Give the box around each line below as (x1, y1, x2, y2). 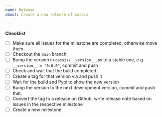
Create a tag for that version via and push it (12, 73, 102, 79)
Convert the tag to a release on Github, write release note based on (12, 95, 152, 101)
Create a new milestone (12, 106, 62, 112)
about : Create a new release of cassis (5, 12, 89, 17)
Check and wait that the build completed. (12, 67, 98, 73)
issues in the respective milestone (12, 101, 83, 107)
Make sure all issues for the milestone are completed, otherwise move (12, 40, 157, 46)
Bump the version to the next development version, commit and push (12, 84, 155, 90)
